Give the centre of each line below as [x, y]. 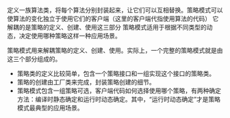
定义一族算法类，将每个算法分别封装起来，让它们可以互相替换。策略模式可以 [115, 10]
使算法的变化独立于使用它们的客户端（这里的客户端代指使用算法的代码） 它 [113, 19]
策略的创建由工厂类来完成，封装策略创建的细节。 [86, 82]
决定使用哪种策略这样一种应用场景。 [70, 36]
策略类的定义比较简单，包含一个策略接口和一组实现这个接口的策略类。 [116, 73]
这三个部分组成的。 [34, 59]
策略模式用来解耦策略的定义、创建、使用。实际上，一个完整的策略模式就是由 [115, 50]
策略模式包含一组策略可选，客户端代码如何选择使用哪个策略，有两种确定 [119, 91]
